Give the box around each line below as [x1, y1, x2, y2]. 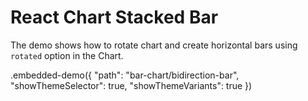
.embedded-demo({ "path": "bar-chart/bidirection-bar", [10, 69, 240, 81]
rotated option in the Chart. [10, 49, 124, 61]
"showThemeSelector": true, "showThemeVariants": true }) [10, 79, 253, 91]
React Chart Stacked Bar [10, 6, 219, 29]
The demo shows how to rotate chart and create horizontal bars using [10, 39, 298, 51]
